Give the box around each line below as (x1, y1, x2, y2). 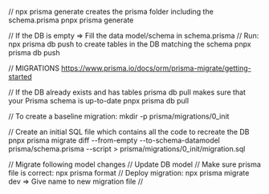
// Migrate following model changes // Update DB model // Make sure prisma (8, 160, 261, 169)
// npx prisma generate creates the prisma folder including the (8, 7, 214, 16)
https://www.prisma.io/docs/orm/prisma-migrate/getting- (61, 63, 251, 73)
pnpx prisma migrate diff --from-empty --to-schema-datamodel (8, 135, 221, 145)
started (8, 72, 32, 81)
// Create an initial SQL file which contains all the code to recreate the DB (8, 127, 250, 136)
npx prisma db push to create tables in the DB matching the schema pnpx (8, 39, 251, 49)
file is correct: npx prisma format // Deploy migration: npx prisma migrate (8, 168, 250, 177)
